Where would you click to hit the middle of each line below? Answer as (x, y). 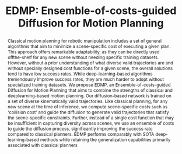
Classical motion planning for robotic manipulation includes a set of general (85, 41)
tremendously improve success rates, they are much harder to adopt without (86, 79)
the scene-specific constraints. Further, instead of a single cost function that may (90, 117)
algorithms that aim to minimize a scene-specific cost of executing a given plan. (89, 46)
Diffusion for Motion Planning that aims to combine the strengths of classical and (90, 90)
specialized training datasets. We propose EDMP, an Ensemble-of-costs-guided (89, 85)
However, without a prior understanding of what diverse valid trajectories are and (90, 63)
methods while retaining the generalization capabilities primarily (105, 140)
